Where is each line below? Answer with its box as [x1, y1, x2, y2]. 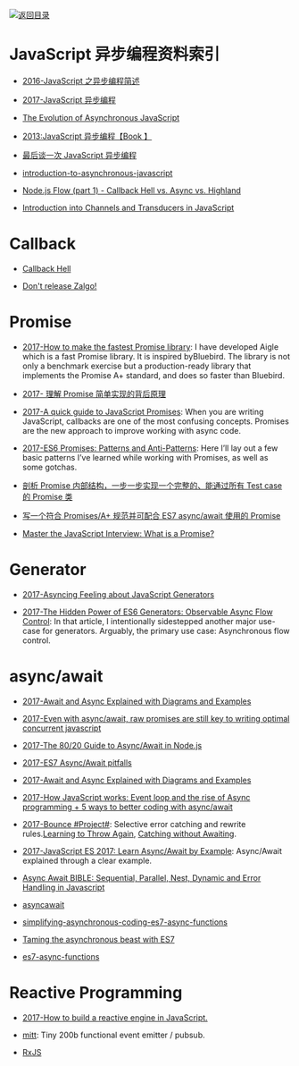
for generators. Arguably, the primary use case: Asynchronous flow [42, 625, 290, 636]
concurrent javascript [21, 723, 102, 733]
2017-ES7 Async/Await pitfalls [21, 757, 132, 768]
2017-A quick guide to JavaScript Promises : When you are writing [21, 406, 264, 417]
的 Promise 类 [21, 491, 73, 502]
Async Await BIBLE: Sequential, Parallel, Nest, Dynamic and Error [21, 872, 262, 883]
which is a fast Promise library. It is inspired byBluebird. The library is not [21, 351, 290, 361]
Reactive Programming [9, 982, 183, 1003]
